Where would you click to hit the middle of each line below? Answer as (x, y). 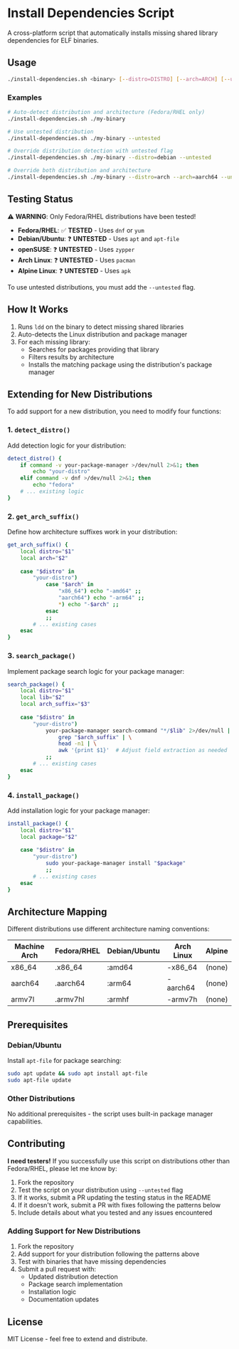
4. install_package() (43, 795)
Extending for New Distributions (80, 394)
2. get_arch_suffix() (43, 516)
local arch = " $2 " (44, 558)
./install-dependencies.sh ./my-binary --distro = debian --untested (110, 158)
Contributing (36, 1144)
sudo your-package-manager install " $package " (116, 863)
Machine (29, 946)
